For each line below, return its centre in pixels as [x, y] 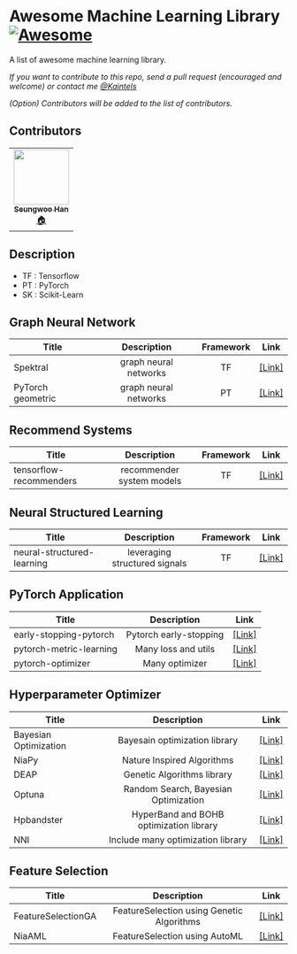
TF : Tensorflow [50, 275]
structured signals [149, 563]
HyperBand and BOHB [178, 814]
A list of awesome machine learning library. [88, 59]
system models [150, 481]
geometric [35, 398]
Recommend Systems [71, 430]
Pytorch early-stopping [175, 635]
